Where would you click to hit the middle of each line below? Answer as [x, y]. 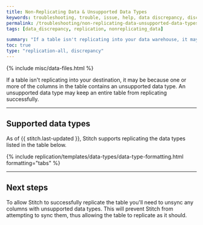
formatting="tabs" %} [33, 163]
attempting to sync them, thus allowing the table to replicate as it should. [97, 215]
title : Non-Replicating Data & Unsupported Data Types [77, 12]
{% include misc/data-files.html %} [50, 68]
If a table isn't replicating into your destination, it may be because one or [96, 80]
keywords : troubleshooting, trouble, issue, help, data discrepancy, [96, 18]
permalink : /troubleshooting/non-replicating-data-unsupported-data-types [102, 23]
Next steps [27, 188]
